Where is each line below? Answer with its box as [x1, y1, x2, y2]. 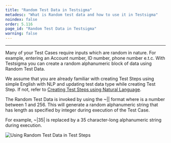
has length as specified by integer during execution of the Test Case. [5, 107, 150, 113]
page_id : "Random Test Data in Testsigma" [5, 26, 97, 31]
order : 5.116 [5, 21, 33, 27]
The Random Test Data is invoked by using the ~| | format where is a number [5, 96, 165, 102]
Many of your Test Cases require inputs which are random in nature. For [5, 50, 156, 56]
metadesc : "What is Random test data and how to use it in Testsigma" [5, 12, 158, 17]
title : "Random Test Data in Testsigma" [5, 7, 93, 13]
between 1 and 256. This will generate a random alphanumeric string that [5, 102, 158, 108]
